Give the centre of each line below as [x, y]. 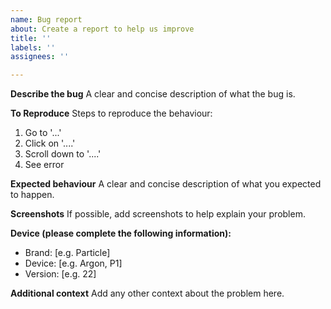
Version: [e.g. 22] [60, 274]
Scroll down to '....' [63, 154]
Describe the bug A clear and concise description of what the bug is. [153, 94]
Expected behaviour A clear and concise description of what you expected [166, 184]
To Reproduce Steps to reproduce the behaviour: [111, 113]
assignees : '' [40, 57]
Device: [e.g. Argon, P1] [73, 263]
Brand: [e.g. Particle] [67, 253]
